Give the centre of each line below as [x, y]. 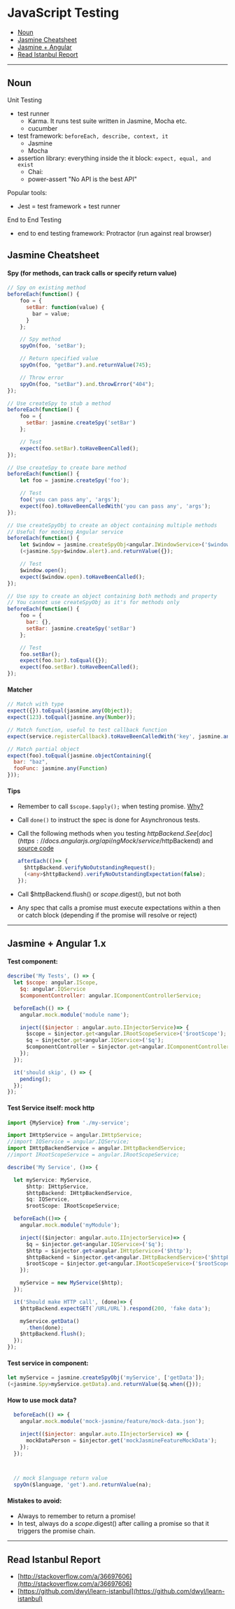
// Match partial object [43, 749]
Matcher [20, 689]
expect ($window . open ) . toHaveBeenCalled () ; [83, 577]
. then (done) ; [45, 1328]
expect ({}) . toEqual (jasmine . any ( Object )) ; [70, 711]
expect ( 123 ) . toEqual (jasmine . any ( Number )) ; [72, 717]
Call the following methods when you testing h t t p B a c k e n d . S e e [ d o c [114, 834]
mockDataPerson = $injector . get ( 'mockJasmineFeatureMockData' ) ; [121, 1440]
